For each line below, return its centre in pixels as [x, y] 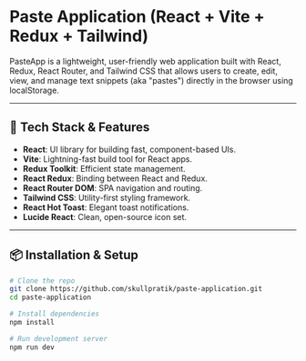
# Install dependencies [55, 314]
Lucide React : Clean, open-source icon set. [105, 216]
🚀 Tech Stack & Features [80, 128]
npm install [32, 323]
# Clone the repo [42, 281]
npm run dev [32, 347]
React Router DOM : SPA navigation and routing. [112, 187]
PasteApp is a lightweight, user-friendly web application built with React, [146, 61]
